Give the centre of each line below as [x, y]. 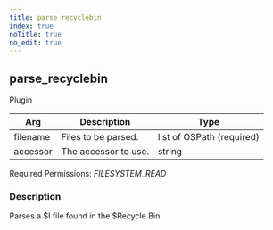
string [170, 152]
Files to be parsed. [100, 137]
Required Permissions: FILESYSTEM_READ [88, 174]
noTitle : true [36, 34]
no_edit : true [36, 42]
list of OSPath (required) [209, 137]
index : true [31, 26]
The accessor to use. [105, 152]
